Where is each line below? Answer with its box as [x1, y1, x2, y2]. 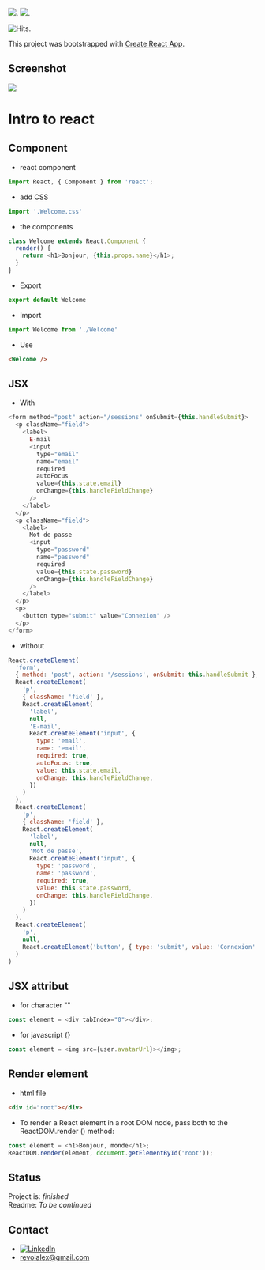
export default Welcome [8, 296, 87, 304]
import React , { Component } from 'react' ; [8, 178, 154, 186]
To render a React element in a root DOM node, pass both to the [19, 1117, 229, 1127]
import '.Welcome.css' [8, 207, 83, 215]
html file [19, 1088, 47, 1098]
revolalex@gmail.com [19, 1253, 90, 1261]
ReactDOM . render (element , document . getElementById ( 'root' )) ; [8, 1149, 214, 1157]
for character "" [19, 1000, 71, 1010]
